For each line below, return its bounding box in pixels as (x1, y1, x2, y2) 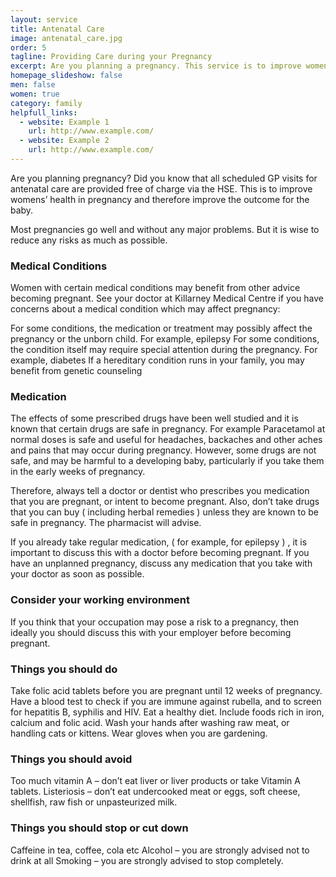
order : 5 (10, 42, 47, 53)
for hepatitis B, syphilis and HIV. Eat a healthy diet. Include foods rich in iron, (10, 706, 325, 718)
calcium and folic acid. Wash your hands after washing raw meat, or (10, 717, 290, 729)
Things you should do (10, 662, 118, 676)
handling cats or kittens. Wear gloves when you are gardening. (10, 727, 268, 740)
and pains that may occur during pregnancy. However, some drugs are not (10, 444, 317, 456)
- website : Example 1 (19, 117, 110, 127)
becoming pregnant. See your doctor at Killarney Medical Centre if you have (10, 292, 324, 305)
